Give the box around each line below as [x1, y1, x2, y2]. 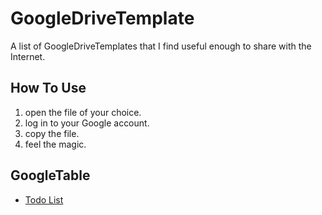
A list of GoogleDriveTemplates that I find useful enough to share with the [10, 40, 312, 52]
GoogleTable [10, 167, 91, 184]
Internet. [10, 50, 46, 62]
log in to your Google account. [24, 117, 150, 129]
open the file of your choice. [24, 106, 142, 118]
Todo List [24, 193, 64, 206]
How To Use [10, 80, 87, 97]
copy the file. [24, 127, 80, 139]
